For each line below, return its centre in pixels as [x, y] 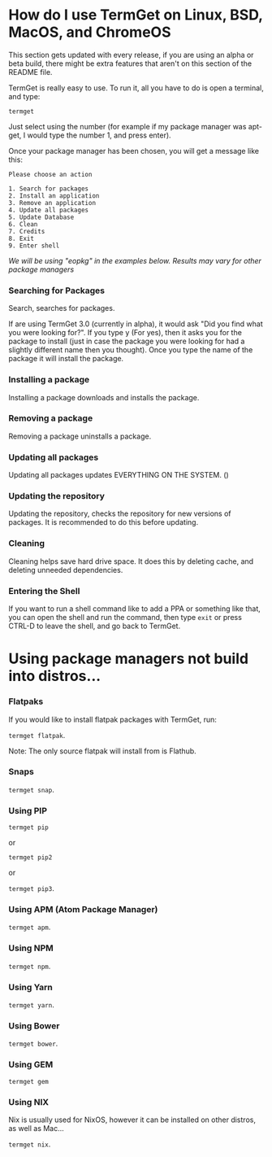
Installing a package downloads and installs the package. [104, 397]
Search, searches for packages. [62, 308]
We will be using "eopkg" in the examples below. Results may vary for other [135, 260]
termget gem [28, 1081]
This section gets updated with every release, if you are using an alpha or [131, 55]
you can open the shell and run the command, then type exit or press [125, 618]
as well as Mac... [37, 1128]
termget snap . [31, 789]
